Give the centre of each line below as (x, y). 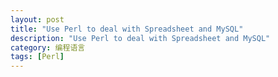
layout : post (37, 19)
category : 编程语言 (48, 47)
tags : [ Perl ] (37, 57)
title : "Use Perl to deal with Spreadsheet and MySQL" (127, 29)
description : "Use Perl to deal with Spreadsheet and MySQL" (140, 38)
